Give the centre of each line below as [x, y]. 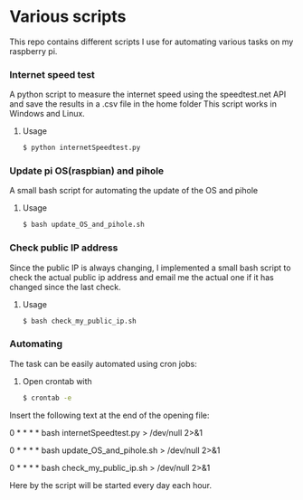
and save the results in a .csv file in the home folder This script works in [143, 104]
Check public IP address [64, 248]
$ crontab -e [47, 398]
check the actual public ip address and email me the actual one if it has [142, 277]
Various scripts [68, 17]
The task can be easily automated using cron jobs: [103, 363]
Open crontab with [57, 381]
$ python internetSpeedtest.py [81, 148]
